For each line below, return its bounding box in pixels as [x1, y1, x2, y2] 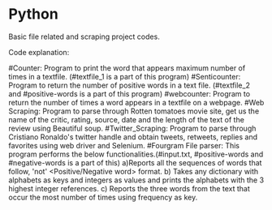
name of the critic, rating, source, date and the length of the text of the [8, 114, 245, 124]
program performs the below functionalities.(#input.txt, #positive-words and [8, 149, 264, 159]
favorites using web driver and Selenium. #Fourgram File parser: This [8, 140, 240, 150]
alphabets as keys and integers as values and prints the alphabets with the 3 [8, 175, 265, 185]
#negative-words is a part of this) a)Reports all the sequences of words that [8, 157, 262, 167]
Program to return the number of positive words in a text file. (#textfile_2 [8, 80, 250, 90]
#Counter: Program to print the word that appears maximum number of [8, 62, 246, 73]
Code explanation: [8, 47, 70, 57]
